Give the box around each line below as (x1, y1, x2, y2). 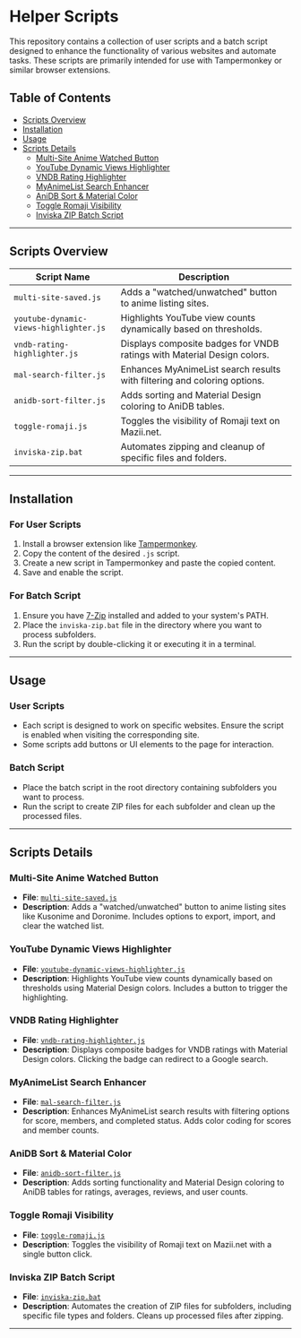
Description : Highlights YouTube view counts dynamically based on (21, 972, 273, 983)
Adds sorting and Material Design (120, 388, 262, 401)
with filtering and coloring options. (120, 374, 265, 386)
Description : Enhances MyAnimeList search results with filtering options (21, 1106, 290, 1117)
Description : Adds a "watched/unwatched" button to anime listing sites (21, 902, 287, 912)
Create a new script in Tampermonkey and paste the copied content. (21, 557, 276, 568)
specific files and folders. (120, 451, 227, 463)
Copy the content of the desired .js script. (21, 548, 181, 559)
